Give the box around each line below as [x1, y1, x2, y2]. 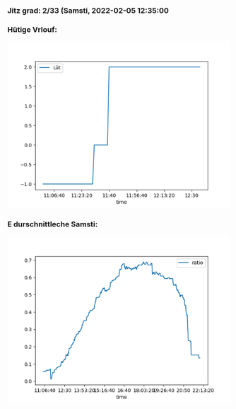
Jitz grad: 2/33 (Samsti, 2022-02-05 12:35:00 [7, 6, 170, 16]
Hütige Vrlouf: [7, 24, 58, 34]
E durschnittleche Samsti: [7, 219, 98, 229]
